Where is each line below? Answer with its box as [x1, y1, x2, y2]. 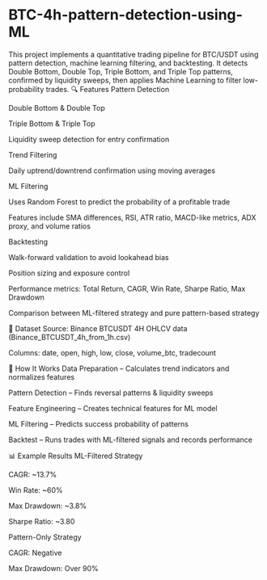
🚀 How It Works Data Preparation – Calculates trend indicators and [8, 364, 230, 373]
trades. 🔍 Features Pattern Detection [45, 84, 170, 94]
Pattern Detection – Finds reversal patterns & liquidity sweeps [8, 388, 214, 397]
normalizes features [8, 372, 75, 381]
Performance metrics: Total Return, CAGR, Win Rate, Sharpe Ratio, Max [8, 284, 246, 293]
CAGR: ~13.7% [8, 469, 57, 479]
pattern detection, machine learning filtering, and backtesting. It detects [8, 58, 248, 68]
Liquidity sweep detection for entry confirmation [8, 134, 170, 144]
